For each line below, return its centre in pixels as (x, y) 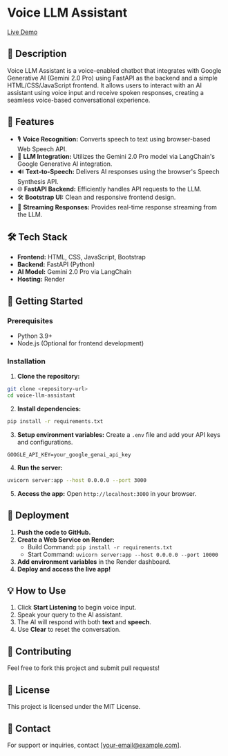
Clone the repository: (48, 377)
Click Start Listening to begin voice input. (77, 608)
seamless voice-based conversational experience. (79, 100)
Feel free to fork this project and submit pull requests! (84, 668)
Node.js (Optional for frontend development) (80, 343)
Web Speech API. (42, 149)
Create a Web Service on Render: (66, 540)
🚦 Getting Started (45, 301)
